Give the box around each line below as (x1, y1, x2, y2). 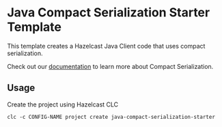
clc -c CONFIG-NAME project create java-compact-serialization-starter (7, 113, 215, 120)
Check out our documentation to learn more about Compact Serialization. (7, 62, 214, 70)
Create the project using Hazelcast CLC (7, 100, 119, 109)
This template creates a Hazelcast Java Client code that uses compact (7, 42, 206, 50)
